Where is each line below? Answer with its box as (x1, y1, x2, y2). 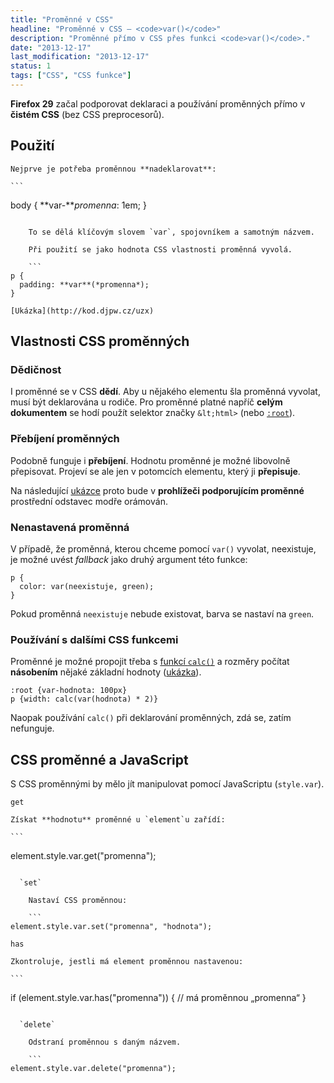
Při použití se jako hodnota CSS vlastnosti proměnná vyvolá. (28, 244, 293, 255)
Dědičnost (10, 363, 62, 376)
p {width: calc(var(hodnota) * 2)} (10, 694, 159, 705)
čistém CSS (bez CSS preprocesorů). (10, 108, 165, 120)
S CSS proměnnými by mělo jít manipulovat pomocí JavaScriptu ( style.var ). (10, 778, 325, 790)
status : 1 (10, 61, 52, 71)
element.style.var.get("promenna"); (10, 850, 157, 862)
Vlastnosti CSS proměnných (10, 333, 190, 350)
